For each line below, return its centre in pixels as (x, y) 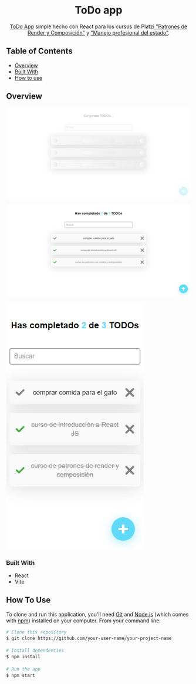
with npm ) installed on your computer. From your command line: (84, 621)
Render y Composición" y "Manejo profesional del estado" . (99, 32)
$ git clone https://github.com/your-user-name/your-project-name (89, 638)
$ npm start (21, 675)
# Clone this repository (36, 632)
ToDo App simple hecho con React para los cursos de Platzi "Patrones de (99, 26)
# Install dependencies (35, 651)
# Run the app (23, 669)
